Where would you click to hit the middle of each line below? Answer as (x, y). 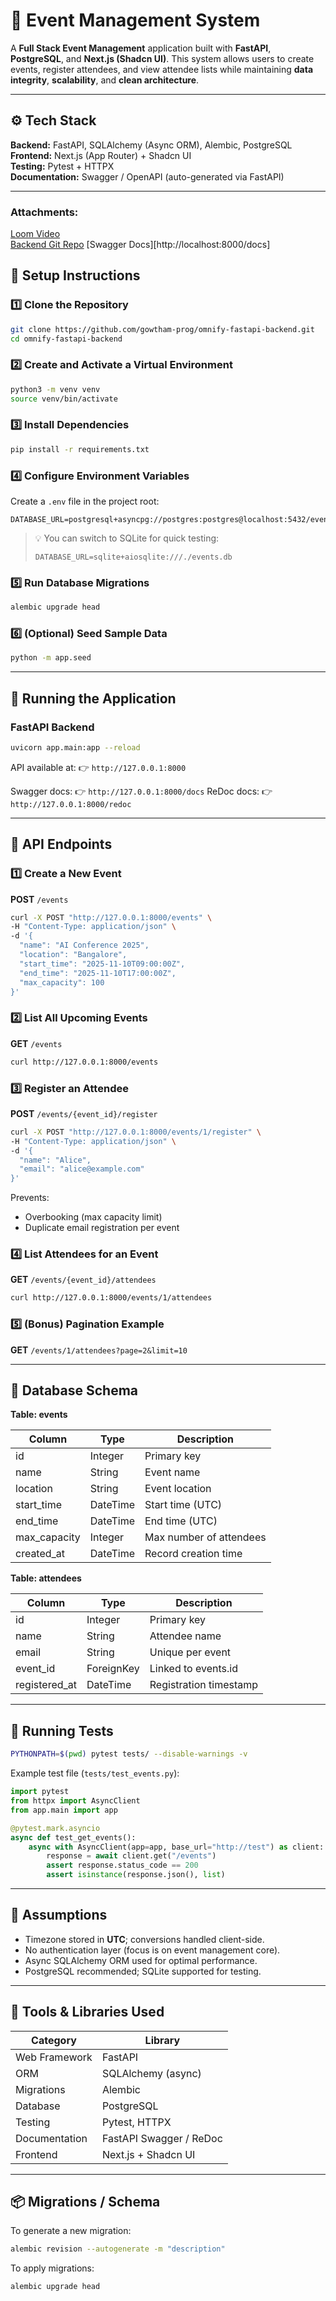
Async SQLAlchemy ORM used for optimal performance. (141, 1960)
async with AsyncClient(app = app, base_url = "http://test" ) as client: (176, 1847)
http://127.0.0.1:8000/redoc (71, 804)
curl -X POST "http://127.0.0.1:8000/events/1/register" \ (136, 1132)
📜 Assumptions (59, 1915)
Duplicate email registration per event (102, 1228)
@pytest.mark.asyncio (55, 1828)
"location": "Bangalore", (73, 955)
